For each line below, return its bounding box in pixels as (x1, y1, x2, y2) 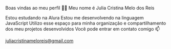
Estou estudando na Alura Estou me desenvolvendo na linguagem (5, 15, 144, 20)
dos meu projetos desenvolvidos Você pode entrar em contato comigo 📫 (5, 26, 160, 32)
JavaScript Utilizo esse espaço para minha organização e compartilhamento (5, 20, 166, 26)
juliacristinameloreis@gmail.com (5, 38, 74, 43)
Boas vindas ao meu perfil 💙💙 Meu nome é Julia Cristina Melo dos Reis (5, 5, 155, 11)
